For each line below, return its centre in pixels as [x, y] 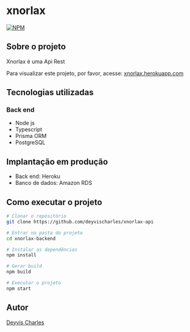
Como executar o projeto [54, 202]
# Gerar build [24, 266]
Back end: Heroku [38, 176]
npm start [19, 288]
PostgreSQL [30, 143]
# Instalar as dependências [42, 250]
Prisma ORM [31, 136]
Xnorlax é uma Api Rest [36, 61]
